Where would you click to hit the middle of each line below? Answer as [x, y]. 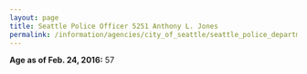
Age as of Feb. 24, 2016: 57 [62, 60]
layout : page [34, 18]
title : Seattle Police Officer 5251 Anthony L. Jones [114, 26]
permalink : [30, 34]
